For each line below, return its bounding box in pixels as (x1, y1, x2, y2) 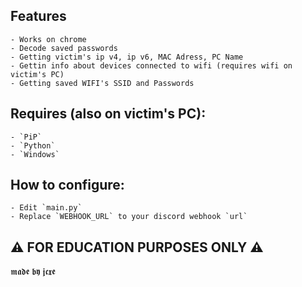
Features (10, 8, 67, 25)
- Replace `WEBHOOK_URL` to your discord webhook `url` (10, 212, 248, 222)
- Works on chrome (10, 34, 87, 44)
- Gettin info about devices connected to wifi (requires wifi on (10, 60, 293, 71)
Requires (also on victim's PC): (10, 105, 207, 123)
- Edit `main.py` (10, 203, 83, 213)
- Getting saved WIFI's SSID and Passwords (10, 78, 195, 88)
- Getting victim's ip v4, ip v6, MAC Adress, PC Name (10, 52, 244, 62)
